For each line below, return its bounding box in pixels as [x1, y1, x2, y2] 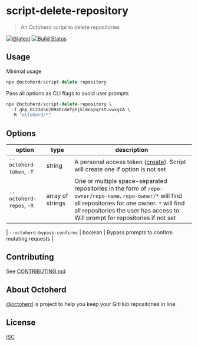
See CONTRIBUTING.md [6, 268, 66, 275]
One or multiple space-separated [74, 177, 167, 185]
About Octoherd [6, 285, 67, 295]
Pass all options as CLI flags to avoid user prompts [6, 89, 129, 97]
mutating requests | [6, 235, 54, 242]
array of [46, 192, 69, 200]
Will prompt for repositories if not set [74, 214, 176, 222]
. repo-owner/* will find [120, 192, 183, 200]
